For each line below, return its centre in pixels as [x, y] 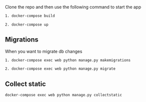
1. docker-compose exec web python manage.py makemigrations [68, 60]
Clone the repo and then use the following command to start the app [73, 7]
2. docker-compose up [27, 24]
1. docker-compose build [30, 16]
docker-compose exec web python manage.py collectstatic [64, 95]
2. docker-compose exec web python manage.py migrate [60, 69]
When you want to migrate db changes [44, 51]
